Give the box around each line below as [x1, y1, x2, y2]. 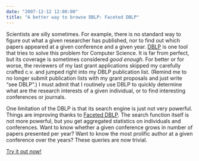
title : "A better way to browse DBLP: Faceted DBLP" [6, 14, 140, 20]
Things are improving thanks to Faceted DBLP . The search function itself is [6, 111, 189, 118]
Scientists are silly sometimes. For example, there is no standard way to [6, 30, 181, 37]
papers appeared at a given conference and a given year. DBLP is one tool [6, 43, 188, 50]
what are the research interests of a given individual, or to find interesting [6, 87, 186, 94]
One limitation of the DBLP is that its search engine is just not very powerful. [6, 105, 192, 112]
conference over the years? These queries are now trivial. [6, 136, 147, 143]
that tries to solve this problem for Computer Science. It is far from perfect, [6, 49, 189, 56]
